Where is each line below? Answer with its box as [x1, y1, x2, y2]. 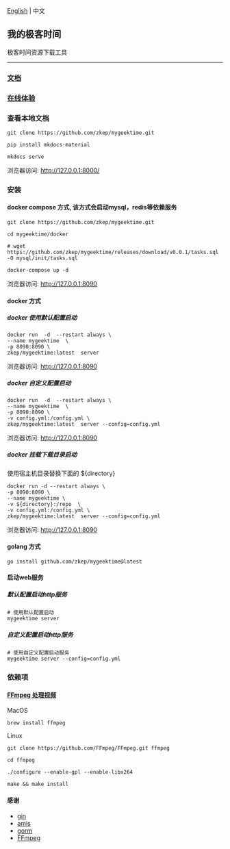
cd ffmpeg [7, 757, 36, 764]
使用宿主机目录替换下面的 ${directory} [7, 469, 116, 477]
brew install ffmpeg [7, 720, 66, 726]
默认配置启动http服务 [7, 590, 67, 598]
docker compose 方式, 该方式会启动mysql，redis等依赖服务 [7, 203, 177, 212]
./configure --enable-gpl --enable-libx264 [7, 769, 133, 776]
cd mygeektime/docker [7, 231, 69, 238]
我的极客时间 [7, 29, 62, 40]
